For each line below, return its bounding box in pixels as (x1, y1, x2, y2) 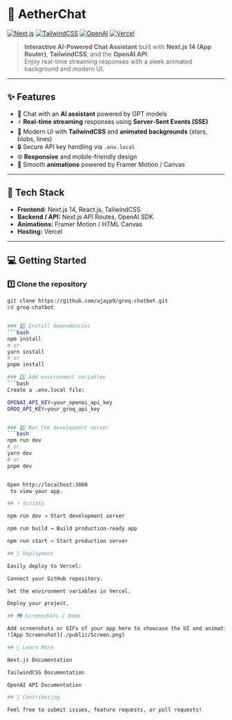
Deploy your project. (7, 600, 70, 607)
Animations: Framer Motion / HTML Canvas (17, 219, 143, 228)
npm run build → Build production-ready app (7, 525, 137, 532)
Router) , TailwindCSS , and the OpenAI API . (23, 50, 149, 58)
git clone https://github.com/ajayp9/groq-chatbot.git (7, 298, 168, 305)
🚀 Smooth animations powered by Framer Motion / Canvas (17, 160, 185, 168)
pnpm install (7, 361, 45, 368)
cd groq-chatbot (7, 304, 54, 311)
